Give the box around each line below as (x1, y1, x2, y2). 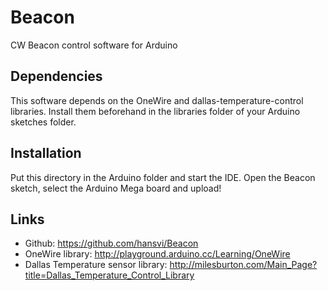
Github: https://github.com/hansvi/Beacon (24, 237, 199, 250)
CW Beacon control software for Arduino (10, 39, 178, 51)
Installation (10, 145, 82, 162)
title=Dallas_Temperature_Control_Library (24, 269, 195, 281)
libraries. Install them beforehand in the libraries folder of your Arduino (10, 105, 301, 117)
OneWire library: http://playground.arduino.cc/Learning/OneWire (24, 248, 291, 260)
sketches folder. (10, 116, 77, 128)
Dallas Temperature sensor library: (24, 259, 168, 271)
